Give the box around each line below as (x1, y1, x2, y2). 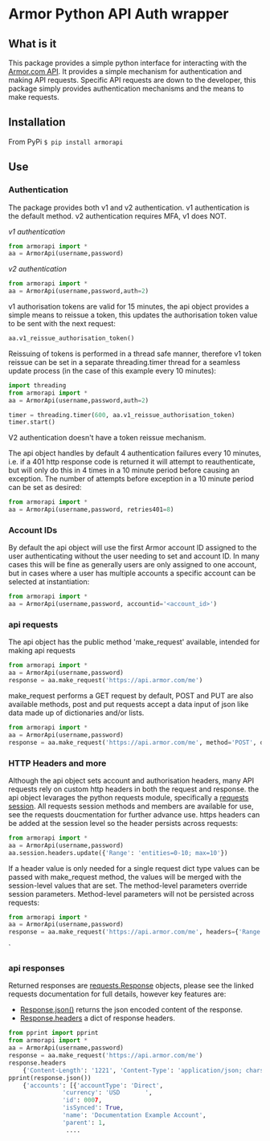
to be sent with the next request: (8, 319, 117, 328)
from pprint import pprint (8, 1029, 99, 1037)
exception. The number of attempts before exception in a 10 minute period (8, 474, 255, 484)
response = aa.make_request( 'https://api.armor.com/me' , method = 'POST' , (8, 738, 257, 746)
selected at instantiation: (8, 577, 90, 587)
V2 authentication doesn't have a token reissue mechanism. (8, 433, 207, 443)
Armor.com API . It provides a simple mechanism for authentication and (8, 67, 243, 76)
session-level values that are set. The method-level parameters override (8, 881, 247, 890)
